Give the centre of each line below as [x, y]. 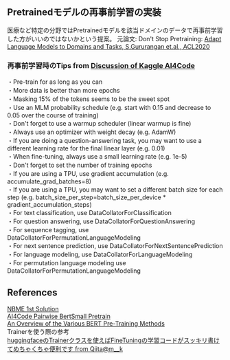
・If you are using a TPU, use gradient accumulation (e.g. [88, 174]
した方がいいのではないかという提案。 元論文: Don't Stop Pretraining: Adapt [114, 38]
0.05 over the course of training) [53, 115]
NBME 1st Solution [33, 308]
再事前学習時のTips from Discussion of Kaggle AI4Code [101, 65]
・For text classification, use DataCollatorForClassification [89, 213]
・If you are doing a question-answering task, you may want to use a [104, 141]
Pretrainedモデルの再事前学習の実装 [84, 12]
